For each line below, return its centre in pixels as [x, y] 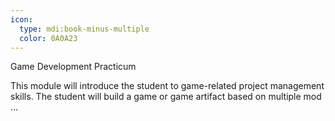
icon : [21, 19]
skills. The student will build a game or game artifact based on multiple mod [166, 97]
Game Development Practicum [73, 67]
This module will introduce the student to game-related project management [167, 86]
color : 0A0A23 [48, 38]
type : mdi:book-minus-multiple [84, 29]
